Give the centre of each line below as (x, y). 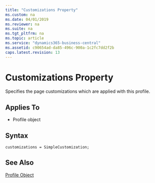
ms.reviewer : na (22, 24)
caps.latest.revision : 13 (32, 52)
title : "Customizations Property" (42, 10)
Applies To (23, 107)
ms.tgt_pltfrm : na (25, 33)
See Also (20, 163)
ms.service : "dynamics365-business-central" (53, 43)
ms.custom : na (20, 15)
